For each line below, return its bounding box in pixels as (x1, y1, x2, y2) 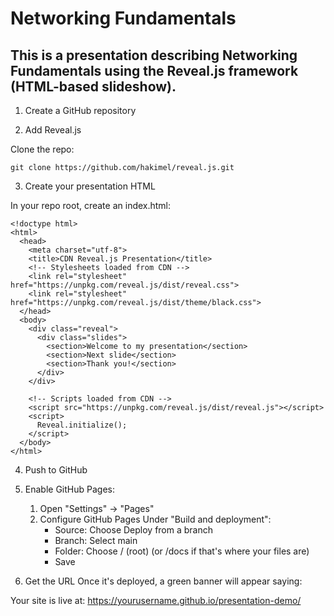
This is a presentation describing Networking (10, 47, 298, 64)
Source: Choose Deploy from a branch (54, 524, 214, 536)
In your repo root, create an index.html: (10, 200, 172, 211)
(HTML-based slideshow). (10, 78, 177, 95)
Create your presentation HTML (24, 180, 156, 192)
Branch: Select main (54, 535, 138, 546)
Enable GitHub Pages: (24, 483, 115, 495)
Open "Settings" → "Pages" (39, 503, 155, 514)
